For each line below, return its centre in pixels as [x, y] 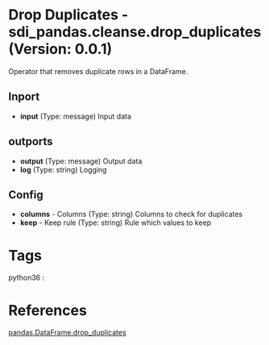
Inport [24, 97]
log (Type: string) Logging [63, 169]
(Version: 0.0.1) [60, 49]
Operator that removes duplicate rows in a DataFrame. [98, 71]
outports [31, 141]
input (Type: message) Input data [75, 116]
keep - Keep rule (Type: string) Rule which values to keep [116, 222]
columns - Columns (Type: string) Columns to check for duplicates [131, 214]
